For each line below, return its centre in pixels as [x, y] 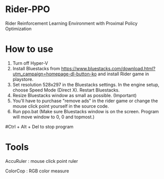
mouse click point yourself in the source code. [61, 106]
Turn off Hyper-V [30, 63]
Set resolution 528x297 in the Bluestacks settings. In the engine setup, [86, 84]
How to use [29, 49]
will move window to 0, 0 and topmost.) [53, 117]
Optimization [18, 28]
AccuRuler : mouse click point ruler [42, 161]
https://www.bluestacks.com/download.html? [108, 68]
